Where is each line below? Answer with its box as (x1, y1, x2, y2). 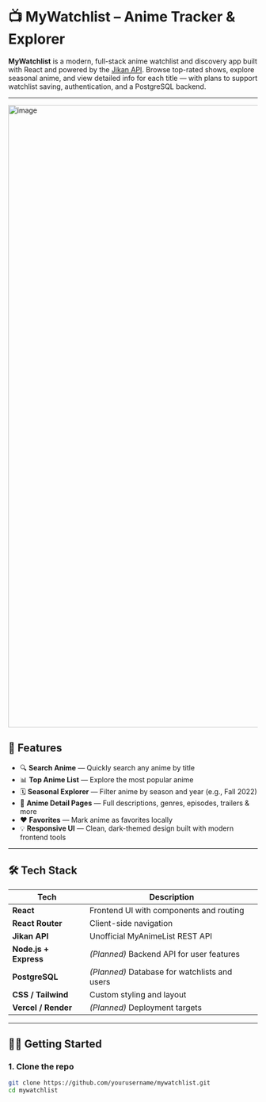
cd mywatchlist (8, 1086, 59, 1095)
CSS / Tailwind (12, 989, 69, 1000)
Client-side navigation (89, 917, 173, 928)
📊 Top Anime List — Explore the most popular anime (19, 774, 194, 784)
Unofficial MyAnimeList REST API (89, 931, 212, 942)
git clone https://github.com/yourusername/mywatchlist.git (8, 1079, 211, 1087)
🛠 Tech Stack (8, 864, 78, 877)
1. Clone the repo (8, 1061, 74, 1072)
